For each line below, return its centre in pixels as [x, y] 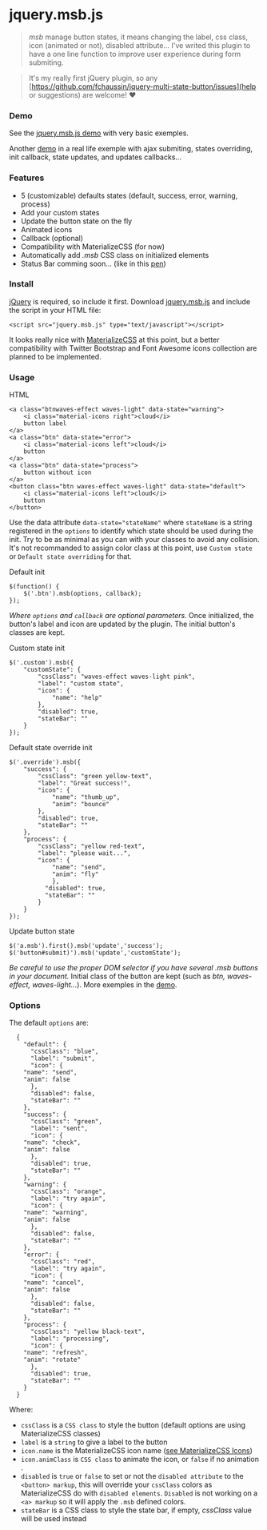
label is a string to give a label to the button [94, 1442]
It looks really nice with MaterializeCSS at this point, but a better [114, 339]
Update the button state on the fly [76, 221]
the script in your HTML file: [55, 310]
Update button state [42, 931]
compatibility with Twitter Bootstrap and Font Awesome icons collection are [133, 348]
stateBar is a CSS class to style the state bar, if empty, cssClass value [136, 1510]
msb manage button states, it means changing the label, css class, [138, 37]
